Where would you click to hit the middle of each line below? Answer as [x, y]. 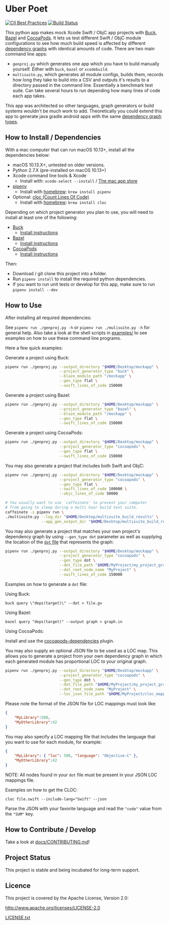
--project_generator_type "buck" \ [97, 372]
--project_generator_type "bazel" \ [98, 409]
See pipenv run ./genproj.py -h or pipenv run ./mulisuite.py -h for [77, 327]
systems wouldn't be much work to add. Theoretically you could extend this [84, 111]
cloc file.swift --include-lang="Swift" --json [56, 799]
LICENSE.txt [18, 917]
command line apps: [26, 54]
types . [12, 121]
